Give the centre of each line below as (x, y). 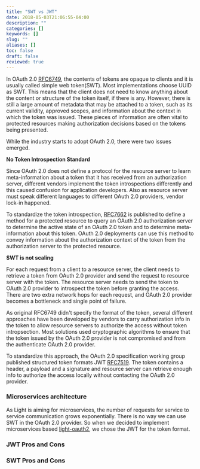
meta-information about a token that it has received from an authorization (96, 177)
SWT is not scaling (30, 257)
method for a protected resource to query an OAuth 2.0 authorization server (100, 220)
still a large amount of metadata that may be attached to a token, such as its (99, 104)
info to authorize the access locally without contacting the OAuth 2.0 (90, 375)
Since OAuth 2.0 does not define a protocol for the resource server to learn (99, 170)
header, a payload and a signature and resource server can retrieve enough (99, 368)
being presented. (27, 130)
